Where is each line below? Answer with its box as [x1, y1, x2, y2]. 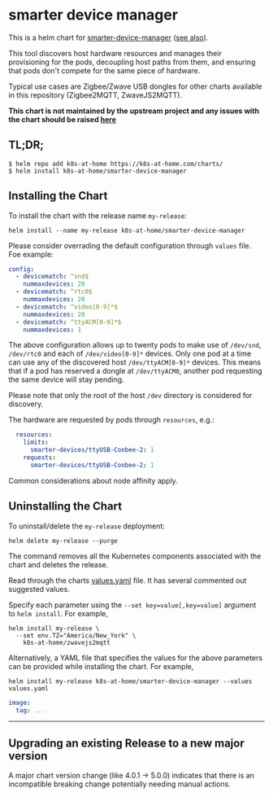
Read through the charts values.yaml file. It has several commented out [8, 576, 247, 585]
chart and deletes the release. [8, 559, 109, 569]
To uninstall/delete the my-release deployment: [8, 521, 165, 531]
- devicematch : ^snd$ [15, 273, 89, 281]
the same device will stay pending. [8, 374, 124, 384]
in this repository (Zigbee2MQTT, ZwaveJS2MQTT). [8, 90, 183, 99]
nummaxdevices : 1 [23, 326, 82, 334]
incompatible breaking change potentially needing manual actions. [8, 779, 232, 789]
